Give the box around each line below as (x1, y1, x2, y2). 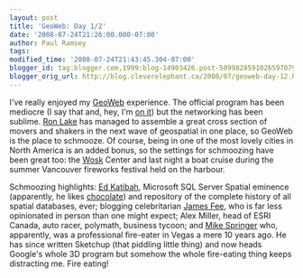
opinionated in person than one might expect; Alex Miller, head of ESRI (9, 209, 271, 221)
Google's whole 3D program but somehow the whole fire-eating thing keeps (9, 248, 292, 259)
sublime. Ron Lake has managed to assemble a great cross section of (9, 116, 268, 126)
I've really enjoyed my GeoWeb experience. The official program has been (9, 97, 285, 107)
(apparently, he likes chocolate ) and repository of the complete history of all (9, 190, 291, 201)
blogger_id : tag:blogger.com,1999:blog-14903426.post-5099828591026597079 (9, 64, 297, 73)
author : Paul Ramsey (9, 38, 87, 48)
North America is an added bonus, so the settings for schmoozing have (9, 144, 274, 155)
